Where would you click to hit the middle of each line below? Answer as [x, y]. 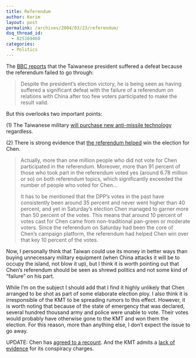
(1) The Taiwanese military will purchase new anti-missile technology [89, 125]
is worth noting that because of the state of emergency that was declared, [96, 306]
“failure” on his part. [30, 276]
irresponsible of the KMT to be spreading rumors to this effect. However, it [96, 300]
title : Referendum [28, 11]
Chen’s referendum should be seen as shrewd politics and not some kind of [97, 270]
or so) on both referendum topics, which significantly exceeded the [102, 178]
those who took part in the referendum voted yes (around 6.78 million [104, 173]
